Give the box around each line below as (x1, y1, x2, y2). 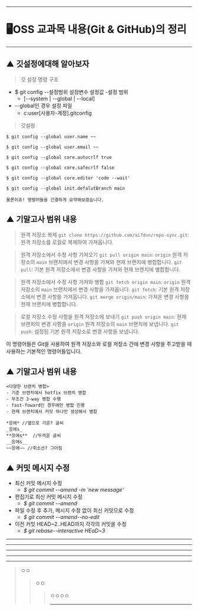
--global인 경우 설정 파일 (14, 102, 72, 109)
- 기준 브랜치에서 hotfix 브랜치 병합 (6, 390, 87, 396)
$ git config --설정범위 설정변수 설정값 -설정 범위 (14, 88, 128, 95)
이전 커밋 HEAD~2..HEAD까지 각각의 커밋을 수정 (14, 521, 127, 528)
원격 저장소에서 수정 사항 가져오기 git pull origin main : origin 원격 (20, 251, 182, 258)
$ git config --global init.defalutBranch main (6, 185, 126, 191)
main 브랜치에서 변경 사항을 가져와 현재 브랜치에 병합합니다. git (36, 258, 183, 266)
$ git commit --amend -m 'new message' (23, 486, 124, 494)
